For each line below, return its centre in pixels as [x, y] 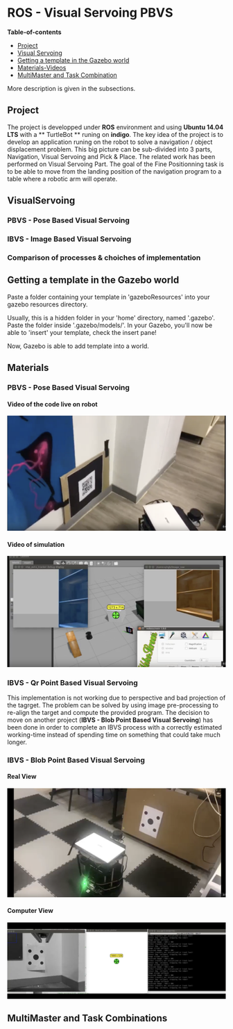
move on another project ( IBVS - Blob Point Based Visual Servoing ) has [110, 720]
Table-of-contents [34, 32]
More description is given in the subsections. [71, 88]
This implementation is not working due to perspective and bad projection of [116, 698]
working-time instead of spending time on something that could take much [114, 734]
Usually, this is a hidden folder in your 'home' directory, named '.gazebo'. [111, 318]
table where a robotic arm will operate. [62, 179]
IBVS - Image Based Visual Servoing [69, 239]
